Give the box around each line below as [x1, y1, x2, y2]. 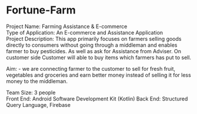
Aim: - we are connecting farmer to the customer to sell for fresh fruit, [6, 65, 175, 72]
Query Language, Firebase [6, 101, 71, 108]
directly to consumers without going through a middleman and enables [6, 42, 178, 49]
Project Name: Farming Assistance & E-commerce [6, 23, 128, 30]
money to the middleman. [6, 77, 68, 85]
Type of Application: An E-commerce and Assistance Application [6, 29, 163, 36]
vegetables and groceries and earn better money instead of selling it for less [6, 71, 191, 78]
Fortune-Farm [6, 4, 76, 17]
